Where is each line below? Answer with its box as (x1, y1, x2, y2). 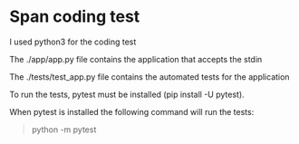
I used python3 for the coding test (9, 36, 137, 47)
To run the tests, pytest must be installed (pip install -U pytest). (9, 89, 245, 100)
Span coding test (9, 6, 140, 27)
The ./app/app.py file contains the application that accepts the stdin (9, 53, 263, 64)
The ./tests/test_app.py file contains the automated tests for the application (9, 71, 290, 82)
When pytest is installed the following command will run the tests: (9, 106, 255, 117)
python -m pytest (31, 124, 97, 135)
